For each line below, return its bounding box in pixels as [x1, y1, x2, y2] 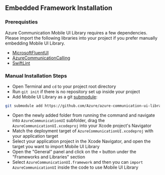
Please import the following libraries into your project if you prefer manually [5, 35, 158, 41]
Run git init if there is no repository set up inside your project [12, 88, 140, 95]
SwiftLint [12, 60, 30, 66]
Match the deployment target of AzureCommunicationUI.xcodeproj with [12, 127, 154, 134]
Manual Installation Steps [5, 72, 67, 79]
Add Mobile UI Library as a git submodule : [12, 94, 98, 100]
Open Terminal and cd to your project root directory [12, 83, 116, 89]
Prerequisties [5, 19, 38, 25]
